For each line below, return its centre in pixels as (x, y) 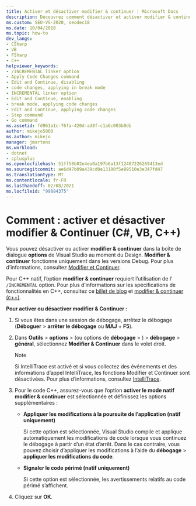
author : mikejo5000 (30, 131)
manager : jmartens (28, 142)
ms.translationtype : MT (35, 175)
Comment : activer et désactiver (86, 220)
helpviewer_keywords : (32, 66)
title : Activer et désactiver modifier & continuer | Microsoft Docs (92, 11)
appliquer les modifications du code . (69, 457)
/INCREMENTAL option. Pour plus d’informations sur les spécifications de (91, 285)
